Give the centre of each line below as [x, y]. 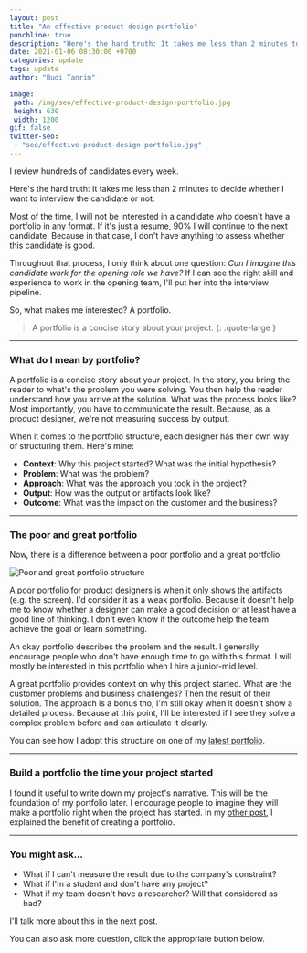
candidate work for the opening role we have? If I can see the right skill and [152, 273]
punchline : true [40, 35]
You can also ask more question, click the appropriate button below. [137, 939]
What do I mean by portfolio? [75, 359]
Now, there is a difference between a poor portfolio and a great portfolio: [146, 555]
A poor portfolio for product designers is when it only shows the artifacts [146, 590]
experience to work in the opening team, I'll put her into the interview [139, 282]
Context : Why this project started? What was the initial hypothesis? [149, 464]
